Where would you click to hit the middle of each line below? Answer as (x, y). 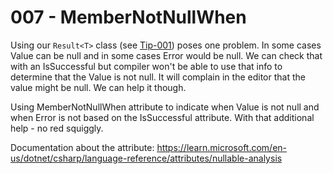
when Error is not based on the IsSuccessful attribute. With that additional (162, 117)
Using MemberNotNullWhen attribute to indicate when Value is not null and (165, 107)
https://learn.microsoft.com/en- (222, 147)
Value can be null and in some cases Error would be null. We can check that (166, 55)
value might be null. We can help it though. (98, 87)
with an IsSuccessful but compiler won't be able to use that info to (146, 66)
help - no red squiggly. (57, 128)
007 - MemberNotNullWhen (128, 17)
